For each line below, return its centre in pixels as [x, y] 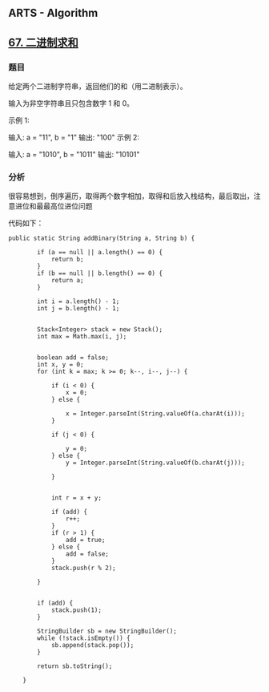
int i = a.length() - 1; [78, 301]
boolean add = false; [73, 358]
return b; [67, 260]
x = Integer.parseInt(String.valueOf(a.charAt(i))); [155, 414]
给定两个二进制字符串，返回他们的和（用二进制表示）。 [98, 87]
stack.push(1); [76, 610]
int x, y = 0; [60, 365]
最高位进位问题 [68, 206]
